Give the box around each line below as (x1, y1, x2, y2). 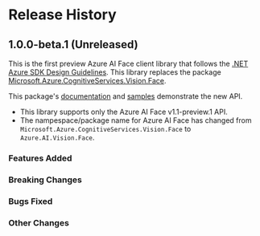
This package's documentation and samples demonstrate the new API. (8, 92, 243, 101)
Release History (8, 6, 117, 24)
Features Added (8, 153, 72, 164)
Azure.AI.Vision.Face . (19, 132, 95, 142)
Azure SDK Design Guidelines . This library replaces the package (8, 67, 221, 77)
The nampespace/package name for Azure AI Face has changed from (19, 116, 252, 125)
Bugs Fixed (8, 195, 53, 206)
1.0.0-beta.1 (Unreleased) (8, 38, 138, 51)
